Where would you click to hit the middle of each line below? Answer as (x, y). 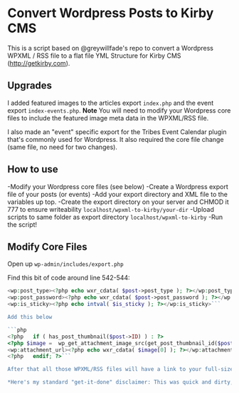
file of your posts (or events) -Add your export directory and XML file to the (118, 194)
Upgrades (30, 86)
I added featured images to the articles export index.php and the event (111, 103)
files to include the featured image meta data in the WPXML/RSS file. (108, 118)
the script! (22, 224)
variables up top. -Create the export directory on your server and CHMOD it (118, 202)
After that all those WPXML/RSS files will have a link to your (105, 369)
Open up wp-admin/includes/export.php (65, 264)
